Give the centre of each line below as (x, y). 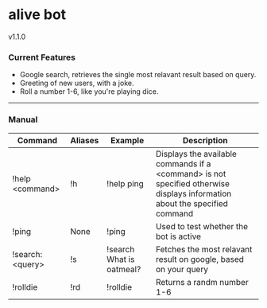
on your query (182, 269)
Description (205, 140)
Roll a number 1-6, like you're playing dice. (89, 92)
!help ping (126, 183)
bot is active (178, 236)
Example (128, 140)
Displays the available (196, 154)
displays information (193, 193)
